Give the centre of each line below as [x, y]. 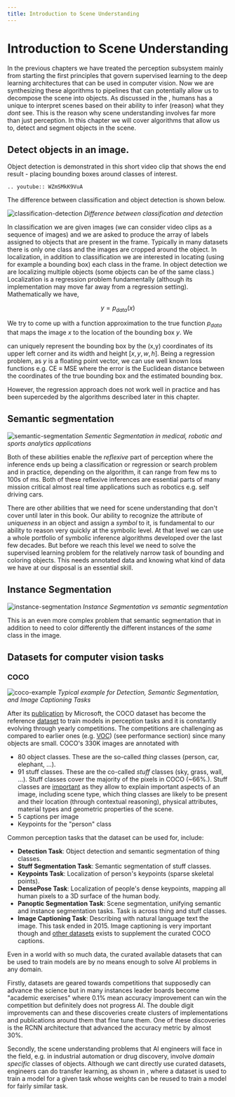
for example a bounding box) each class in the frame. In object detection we [117, 265]
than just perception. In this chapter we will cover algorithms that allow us [114, 120]
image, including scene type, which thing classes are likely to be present [122, 794]
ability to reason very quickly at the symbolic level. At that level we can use [116, 530]
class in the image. [34, 635]
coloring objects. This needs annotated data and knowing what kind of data [116, 560]
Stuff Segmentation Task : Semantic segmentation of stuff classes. [114, 866]
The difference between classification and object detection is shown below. [116, 200]
